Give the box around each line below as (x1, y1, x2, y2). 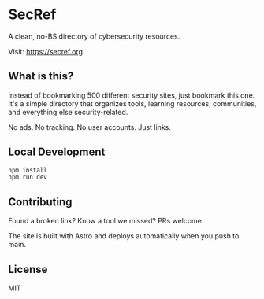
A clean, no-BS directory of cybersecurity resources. (8, 31, 180, 41)
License (8, 262, 48, 276)
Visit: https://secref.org (8, 46, 84, 56)
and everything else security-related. (8, 107, 128, 116)
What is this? (8, 69, 74, 83)
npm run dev (8, 173, 47, 182)
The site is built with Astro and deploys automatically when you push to (8, 231, 240, 241)
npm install (8, 166, 47, 174)
